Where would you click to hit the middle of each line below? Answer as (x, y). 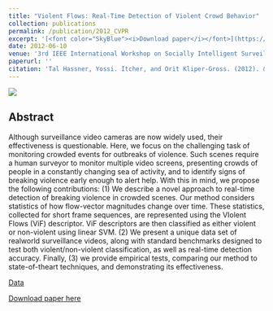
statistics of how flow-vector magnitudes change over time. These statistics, (136, 206)
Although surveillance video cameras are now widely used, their (116, 137)
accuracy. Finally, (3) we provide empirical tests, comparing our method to (133, 258)
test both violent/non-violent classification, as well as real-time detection (130, 249)
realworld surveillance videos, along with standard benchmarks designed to (135, 240)
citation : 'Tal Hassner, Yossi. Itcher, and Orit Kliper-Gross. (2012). (134, 69)
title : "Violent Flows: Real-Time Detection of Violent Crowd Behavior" (134, 16)
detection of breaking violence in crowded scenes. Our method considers (132, 197)
